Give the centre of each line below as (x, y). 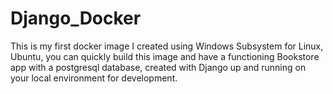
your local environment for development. (94, 78)
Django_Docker (76, 18)
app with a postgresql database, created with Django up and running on (158, 67)
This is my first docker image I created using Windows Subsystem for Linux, (167, 46)
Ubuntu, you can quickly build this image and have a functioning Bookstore (165, 56)
